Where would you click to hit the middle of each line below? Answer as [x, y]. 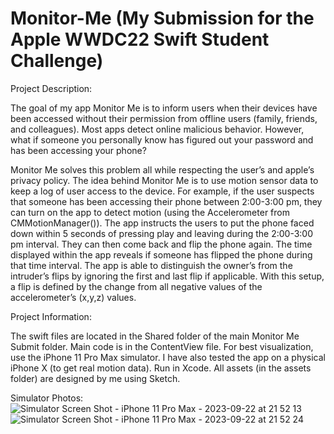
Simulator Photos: [47, 398]
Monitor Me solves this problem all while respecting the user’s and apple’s [162, 169]
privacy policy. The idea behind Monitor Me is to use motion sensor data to [164, 180]
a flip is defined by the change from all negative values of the [136, 286]
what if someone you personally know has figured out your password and [162, 139]
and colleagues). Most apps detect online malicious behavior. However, [157, 129]
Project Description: [51, 88]
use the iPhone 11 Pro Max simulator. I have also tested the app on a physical [168, 357]
